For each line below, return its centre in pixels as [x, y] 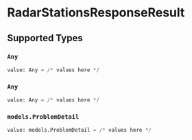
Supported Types [45, 38]
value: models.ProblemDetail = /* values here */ [80, 130]
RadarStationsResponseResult [96, 13]
